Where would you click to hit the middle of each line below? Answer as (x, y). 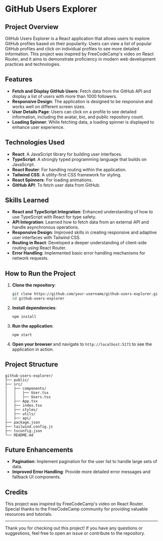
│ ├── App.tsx (21, 401)
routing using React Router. (39, 248)
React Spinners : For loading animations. (52, 180)
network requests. (30, 258)
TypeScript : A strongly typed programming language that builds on (79, 159)
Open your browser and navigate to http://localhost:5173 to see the (82, 344)
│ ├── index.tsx (24, 405)
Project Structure (32, 365)
